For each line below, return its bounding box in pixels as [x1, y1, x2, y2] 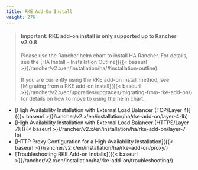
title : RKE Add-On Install [6, 8, 73, 15]
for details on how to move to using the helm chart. [20, 95, 145, 102]
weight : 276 [6, 14, 35, 20]
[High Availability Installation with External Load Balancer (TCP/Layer [14, 106, 182, 113]
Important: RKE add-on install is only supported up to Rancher [20, 33, 177, 40]
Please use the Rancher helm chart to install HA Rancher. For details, [20, 52, 188, 59]
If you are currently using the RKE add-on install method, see [20, 76, 170, 83]
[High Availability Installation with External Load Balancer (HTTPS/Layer [14, 119, 189, 126]
